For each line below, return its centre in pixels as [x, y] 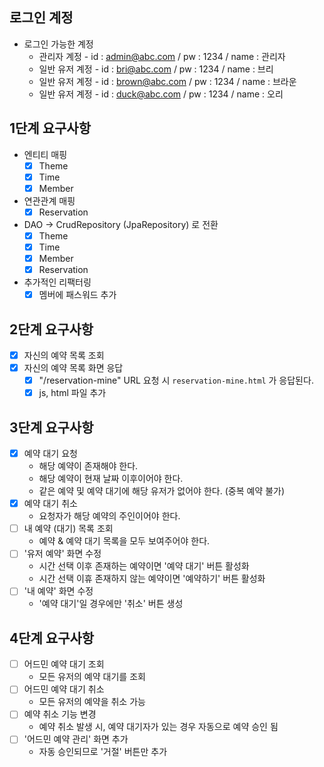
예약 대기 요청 [50, 454]
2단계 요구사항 [51, 329]
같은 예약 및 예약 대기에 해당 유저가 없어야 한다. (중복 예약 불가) [162, 491]
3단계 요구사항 [51, 427]
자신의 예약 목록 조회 [64, 355]
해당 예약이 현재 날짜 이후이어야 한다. [111, 479]
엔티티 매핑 [45, 154]
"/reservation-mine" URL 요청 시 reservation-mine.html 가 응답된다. [176, 380]
